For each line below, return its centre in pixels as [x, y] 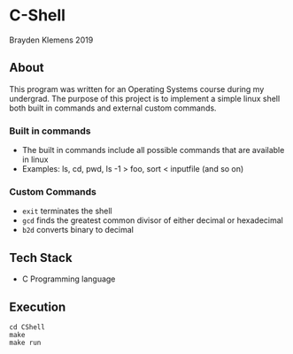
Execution [38, 307]
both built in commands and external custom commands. [113, 108]
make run [25, 342]
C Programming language [69, 279]
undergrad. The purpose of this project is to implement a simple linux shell [145, 98]
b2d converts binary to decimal [78, 230]
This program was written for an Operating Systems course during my [137, 88]
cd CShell [27, 327]
